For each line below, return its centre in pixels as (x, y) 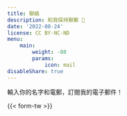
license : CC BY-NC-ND (39, 33)
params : (43, 59)
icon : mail (60, 65)
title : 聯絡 (23, 13)
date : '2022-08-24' (35, 26)
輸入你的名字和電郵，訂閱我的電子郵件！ (65, 92)
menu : (15, 39)
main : (28, 46)
